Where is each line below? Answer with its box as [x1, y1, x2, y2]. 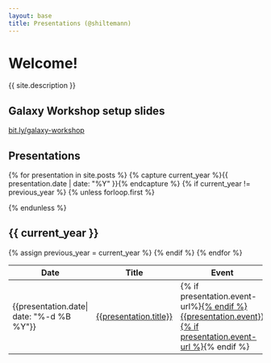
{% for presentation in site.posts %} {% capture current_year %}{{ [8, 170, 228, 180]
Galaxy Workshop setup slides [8, 104, 165, 118]
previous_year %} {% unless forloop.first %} [8, 187, 156, 198]
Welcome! [8, 54, 78, 73]
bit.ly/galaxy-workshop [8, 126, 85, 136]
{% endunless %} [8, 203, 67, 213]
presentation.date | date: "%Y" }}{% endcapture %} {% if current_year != [8, 179, 251, 189]
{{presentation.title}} [95, 311, 173, 322]
